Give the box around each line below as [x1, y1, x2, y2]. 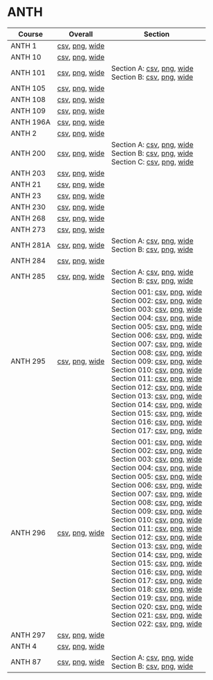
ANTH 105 [10, 83, 46, 93]
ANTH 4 [10, 641, 37, 651]
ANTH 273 [10, 225, 46, 234]
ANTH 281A [10, 240, 50, 250]
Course [18, 29, 44, 39]
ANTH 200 [10, 148, 46, 158]
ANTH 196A [10, 117, 50, 127]
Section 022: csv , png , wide [111, 618, 203, 628]
